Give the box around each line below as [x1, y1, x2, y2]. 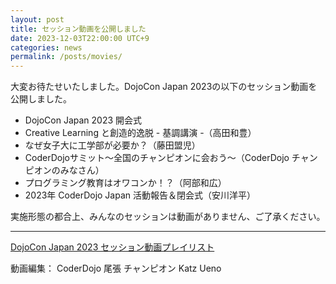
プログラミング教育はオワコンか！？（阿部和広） [24, 177, 227, 189]
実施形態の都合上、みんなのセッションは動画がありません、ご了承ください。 [10, 211, 326, 223]
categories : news [10, 42, 83, 53]
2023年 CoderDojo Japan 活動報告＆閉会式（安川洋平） [24, 189, 256, 201]
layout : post [10, 14, 65, 25]
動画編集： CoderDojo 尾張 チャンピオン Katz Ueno [10, 262, 222, 275]
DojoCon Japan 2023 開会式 [24, 114, 143, 126]
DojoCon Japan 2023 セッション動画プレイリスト [10, 241, 215, 253]
